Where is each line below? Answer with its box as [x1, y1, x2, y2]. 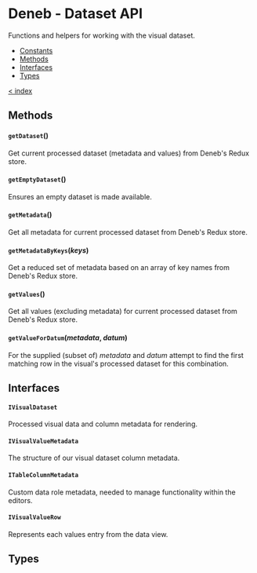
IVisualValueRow [8, 513, 61, 522]
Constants [19, 46, 53, 55]
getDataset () [8, 130, 49, 140]
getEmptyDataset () [8, 174, 67, 184]
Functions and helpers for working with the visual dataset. [8, 31, 196, 40]
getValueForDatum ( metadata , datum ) [8, 333, 128, 342]
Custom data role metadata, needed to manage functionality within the [8, 487, 237, 497]
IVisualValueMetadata [8, 437, 79, 445]
